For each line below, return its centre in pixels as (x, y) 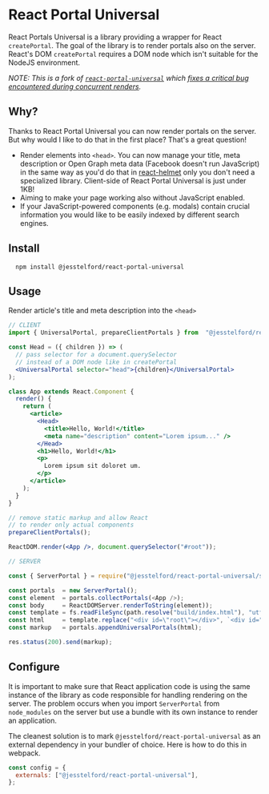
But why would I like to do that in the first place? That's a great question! (127, 139)
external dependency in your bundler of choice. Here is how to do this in (127, 744)
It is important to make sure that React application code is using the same (129, 686)
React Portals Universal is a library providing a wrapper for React (115, 37)
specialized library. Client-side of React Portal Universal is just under (133, 180)
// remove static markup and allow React (78, 518)
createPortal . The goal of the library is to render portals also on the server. (132, 45)
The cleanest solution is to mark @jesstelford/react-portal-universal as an (134, 736)
